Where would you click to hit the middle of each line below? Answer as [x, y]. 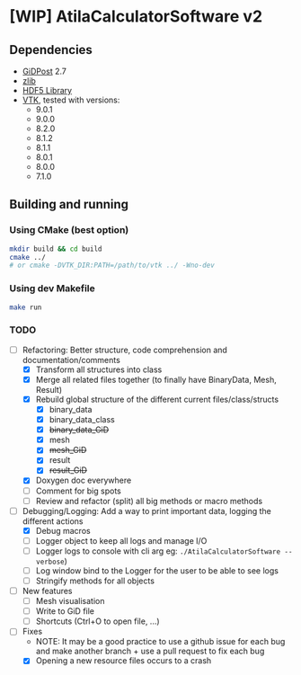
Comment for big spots [78, 491]
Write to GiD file [65, 611]
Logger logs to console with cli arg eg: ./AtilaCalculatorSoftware [158, 551]
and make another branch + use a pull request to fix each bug [150, 651]
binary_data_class [82, 420]
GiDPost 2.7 [44, 71]
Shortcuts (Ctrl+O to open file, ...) [97, 621]
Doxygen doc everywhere [84, 480]
